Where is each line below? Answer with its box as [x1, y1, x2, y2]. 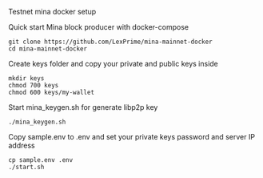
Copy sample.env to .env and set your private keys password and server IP [8, 132, 256, 141]
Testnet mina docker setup [8, 7, 97, 16]
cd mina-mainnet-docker [8, 45, 88, 53]
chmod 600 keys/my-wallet [8, 88, 94, 96]
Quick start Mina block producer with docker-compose [8, 22, 189, 31]
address [8, 140, 35, 150]
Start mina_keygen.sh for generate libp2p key [8, 103, 158, 111]
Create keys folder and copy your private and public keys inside [8, 59, 218, 68]
